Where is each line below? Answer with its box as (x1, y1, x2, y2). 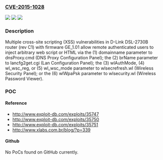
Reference (5, 100, 27, 106)
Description (5, 28, 34, 35)
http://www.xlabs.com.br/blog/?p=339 (12, 127, 91, 133)
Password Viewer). (5, 76, 43, 81)
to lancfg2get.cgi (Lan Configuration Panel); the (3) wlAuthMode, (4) (5, 60, 145, 66)
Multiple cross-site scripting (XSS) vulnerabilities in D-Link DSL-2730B (5, 39, 148, 45)
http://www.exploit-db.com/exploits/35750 (12, 116, 100, 122)
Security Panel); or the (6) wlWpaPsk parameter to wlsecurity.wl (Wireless (5, 70, 156, 76)
